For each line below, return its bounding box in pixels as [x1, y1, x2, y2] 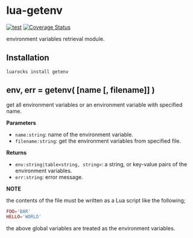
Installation [6, 52, 49, 63]
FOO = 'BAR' [6, 208, 31, 215]
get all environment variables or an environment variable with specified [6, 101, 183, 108]
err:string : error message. [14, 173, 83, 181]
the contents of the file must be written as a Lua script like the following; [6, 196, 186, 204]
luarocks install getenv [6, 69, 69, 75]
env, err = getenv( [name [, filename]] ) [6, 85, 155, 95]
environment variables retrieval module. [6, 35, 105, 42]
